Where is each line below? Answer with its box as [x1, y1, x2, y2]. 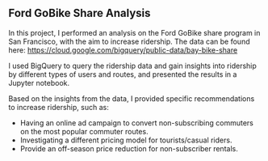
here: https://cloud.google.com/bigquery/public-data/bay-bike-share [8, 44, 238, 55]
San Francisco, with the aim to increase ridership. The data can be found [8, 36, 250, 46]
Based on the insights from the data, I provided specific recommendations [8, 93, 255, 104]
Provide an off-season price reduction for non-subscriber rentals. [19, 143, 238, 153]
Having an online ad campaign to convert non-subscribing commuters [19, 117, 254, 128]
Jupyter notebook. [8, 78, 70, 87]
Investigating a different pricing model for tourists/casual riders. [19, 135, 232, 145]
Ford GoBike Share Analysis [8, 6, 151, 20]
